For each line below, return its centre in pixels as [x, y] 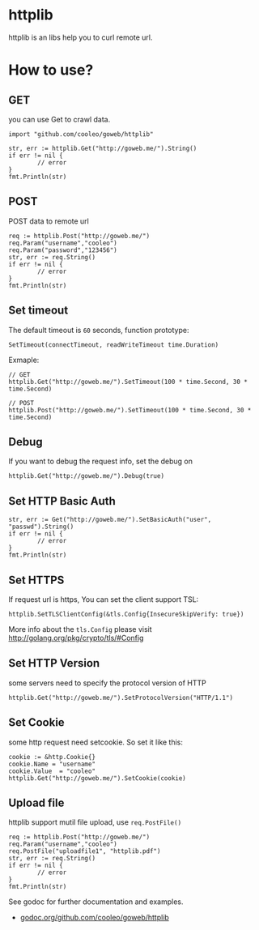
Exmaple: [24, 360]
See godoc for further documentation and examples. [96, 902]
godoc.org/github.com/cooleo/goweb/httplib [95, 918]
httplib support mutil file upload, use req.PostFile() [95, 822]
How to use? [51, 70]
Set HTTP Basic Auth [62, 501]
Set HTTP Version [54, 663]
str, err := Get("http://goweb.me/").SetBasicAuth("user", [110, 520]
